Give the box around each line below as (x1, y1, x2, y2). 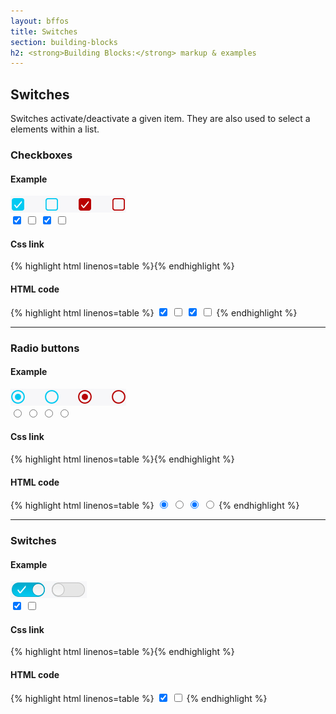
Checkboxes (10, 148, 73, 162)
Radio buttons (10, 341, 80, 355)
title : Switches (10, 26, 78, 37)
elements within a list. (10, 123, 100, 135)
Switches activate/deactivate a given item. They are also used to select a (10, 113, 311, 125)
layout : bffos (10, 16, 70, 26)
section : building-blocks (10, 37, 118, 47)
